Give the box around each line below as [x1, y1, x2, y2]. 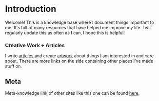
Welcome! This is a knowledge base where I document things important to [5, 19, 155, 25]
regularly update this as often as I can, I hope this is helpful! [5, 30, 125, 35]
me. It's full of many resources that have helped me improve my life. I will [5, 24, 152, 30]
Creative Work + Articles [5, 42, 65, 49]
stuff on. [5, 63, 22, 69]
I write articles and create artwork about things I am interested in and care [5, 53, 154, 59]
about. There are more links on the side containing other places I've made [5, 58, 154, 64]
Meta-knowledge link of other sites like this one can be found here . [5, 90, 140, 96]
